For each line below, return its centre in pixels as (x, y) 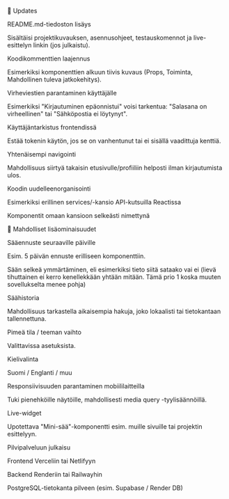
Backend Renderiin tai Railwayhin (55, 474)
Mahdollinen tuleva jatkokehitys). (55, 79)
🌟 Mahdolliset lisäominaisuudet (52, 229)
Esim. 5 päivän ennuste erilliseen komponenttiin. (77, 256)
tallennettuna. (27, 319)
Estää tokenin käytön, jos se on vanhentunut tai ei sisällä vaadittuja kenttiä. (114, 141)
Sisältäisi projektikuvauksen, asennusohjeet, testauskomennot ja (100, 38)
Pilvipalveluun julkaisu (39, 447)
